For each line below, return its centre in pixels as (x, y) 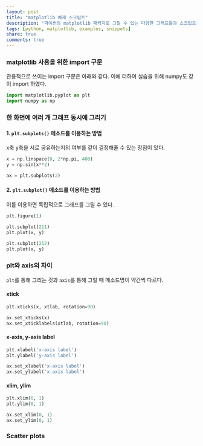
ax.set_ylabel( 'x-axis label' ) (46, 372)
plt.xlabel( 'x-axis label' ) (42, 350)
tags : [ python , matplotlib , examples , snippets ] (69, 29)
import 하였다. (30, 84)
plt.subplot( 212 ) (28, 243)
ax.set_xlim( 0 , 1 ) (29, 415)
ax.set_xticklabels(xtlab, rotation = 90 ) (58, 323)
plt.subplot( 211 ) (28, 227)
